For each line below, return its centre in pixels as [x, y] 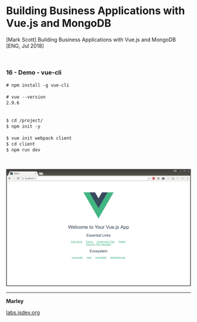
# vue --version [26, 97]
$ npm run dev [23, 150]
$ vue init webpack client [39, 138]
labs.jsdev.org [23, 313]
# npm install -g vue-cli [38, 85]
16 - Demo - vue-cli [34, 72]
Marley [15, 301]
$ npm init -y [23, 127]
